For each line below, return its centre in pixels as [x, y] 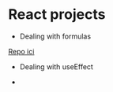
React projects [57, 15]
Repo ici [21, 51]
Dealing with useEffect [56, 66]
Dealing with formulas [55, 36]
